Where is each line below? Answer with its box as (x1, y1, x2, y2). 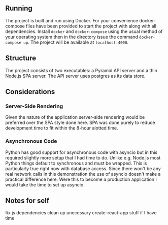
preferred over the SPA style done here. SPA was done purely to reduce (5, 119, 155, 126)
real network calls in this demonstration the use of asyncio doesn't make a (5, 171, 161, 177)
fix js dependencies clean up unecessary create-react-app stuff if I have (5, 210, 157, 216)
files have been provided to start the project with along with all (26, 23, 156, 29)
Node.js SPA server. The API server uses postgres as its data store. (5, 73, 146, 79)
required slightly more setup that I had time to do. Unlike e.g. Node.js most (5, 154, 161, 160)
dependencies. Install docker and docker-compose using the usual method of (5, 28, 163, 35)
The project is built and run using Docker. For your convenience (5, 17, 139, 23)
